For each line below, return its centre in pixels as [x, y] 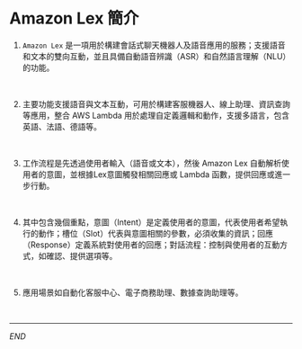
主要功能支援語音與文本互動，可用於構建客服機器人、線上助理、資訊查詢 [156, 103]
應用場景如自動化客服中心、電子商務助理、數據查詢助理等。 [133, 292]
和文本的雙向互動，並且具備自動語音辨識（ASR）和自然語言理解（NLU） [156, 56]
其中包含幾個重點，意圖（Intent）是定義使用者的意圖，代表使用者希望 [151, 222]
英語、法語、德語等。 [62, 126]
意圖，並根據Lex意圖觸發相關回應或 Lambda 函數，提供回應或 [161, 174]
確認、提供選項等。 [82, 255]
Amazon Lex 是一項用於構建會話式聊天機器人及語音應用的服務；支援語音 [154, 45]
